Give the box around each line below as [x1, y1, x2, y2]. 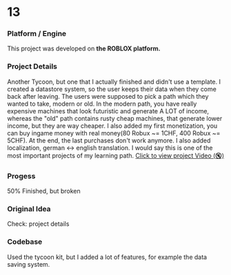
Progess [7, 171, 36, 180]
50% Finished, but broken [7, 187, 81, 196]
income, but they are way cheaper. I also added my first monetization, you [7, 122, 218, 130]
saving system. [7, 260, 50, 268]
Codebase [7, 237, 43, 247]
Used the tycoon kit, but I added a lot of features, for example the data [7, 253, 208, 261]
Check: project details [7, 220, 70, 228]
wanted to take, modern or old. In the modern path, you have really [7, 99, 197, 108]
